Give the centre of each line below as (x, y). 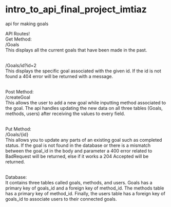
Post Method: (20, 91)
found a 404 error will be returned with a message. (59, 76)
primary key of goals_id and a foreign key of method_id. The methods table (85, 188)
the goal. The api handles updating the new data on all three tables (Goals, (84, 108)
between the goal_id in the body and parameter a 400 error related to (79, 150)
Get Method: (18, 39)
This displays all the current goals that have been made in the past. (76, 50)
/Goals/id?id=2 (21, 65)
